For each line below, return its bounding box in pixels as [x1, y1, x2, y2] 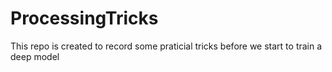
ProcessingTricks [10, 7, 159, 30]
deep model [10, 50, 60, 62]
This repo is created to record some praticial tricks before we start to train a [10, 40, 323, 52]
